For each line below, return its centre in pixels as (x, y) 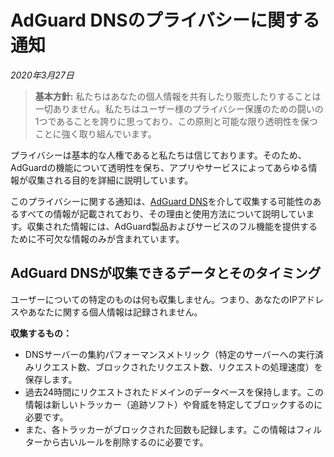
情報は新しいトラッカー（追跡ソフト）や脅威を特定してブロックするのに (173, 404)
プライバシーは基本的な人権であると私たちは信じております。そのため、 (158, 155)
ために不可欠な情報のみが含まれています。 (97, 238)
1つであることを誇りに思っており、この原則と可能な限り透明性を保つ (176, 121)
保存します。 (51, 379)
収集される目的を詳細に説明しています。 (110, 180)
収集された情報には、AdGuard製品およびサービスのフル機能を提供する (172, 226)
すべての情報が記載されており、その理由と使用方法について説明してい (162, 213)
